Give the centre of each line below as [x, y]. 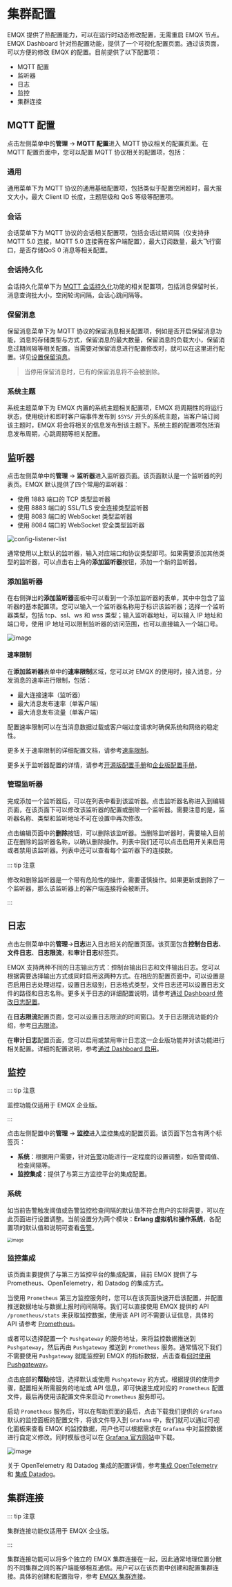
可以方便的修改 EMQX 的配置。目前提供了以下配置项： [84, 52]
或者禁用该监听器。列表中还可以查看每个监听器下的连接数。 [92, 850]
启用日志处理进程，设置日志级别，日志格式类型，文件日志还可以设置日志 [116, 984]
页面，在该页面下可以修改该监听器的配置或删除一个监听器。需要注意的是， [113, 809]
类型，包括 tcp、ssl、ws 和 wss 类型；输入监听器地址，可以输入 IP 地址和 [118, 615]
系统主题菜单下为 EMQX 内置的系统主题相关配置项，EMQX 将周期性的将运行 [115, 408]
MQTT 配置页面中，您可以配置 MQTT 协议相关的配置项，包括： [97, 152]
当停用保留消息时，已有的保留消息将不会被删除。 [94, 371]
